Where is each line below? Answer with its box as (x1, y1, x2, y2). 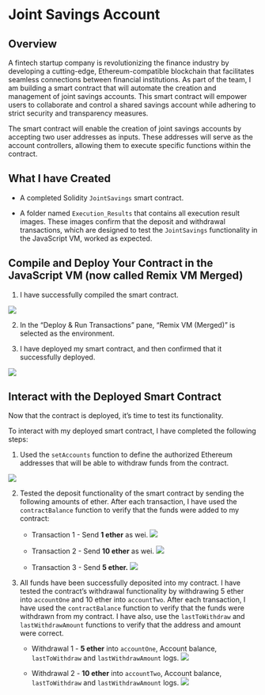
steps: (8, 435, 28, 444)
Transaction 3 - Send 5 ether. (31, 563, 129, 572)
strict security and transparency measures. (8, 108, 149, 118)
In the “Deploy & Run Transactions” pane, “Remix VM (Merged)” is (19, 320, 236, 329)
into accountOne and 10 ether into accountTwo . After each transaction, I (19, 595, 246, 605)
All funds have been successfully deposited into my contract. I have (19, 578, 241, 587)
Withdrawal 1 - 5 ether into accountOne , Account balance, (31, 644, 218, 654)
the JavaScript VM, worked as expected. (19, 234, 153, 243)
